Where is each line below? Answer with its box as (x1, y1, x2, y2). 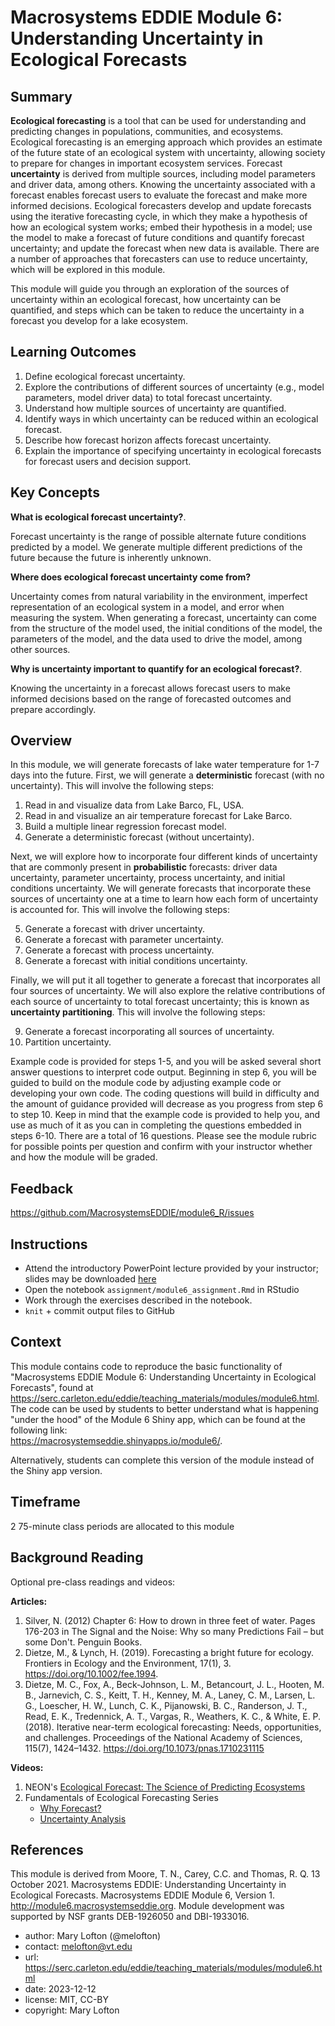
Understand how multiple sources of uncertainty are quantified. (24, 402, 287, 414)
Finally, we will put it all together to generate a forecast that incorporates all (10, 974, 321, 986)
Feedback (10, 1180, 74, 1197)
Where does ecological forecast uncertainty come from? (10, 571, 252, 583)
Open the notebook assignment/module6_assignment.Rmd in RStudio (24, 1284, 300, 1296)
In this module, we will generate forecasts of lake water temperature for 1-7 (10, 759, 320, 771)
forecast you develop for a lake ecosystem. (10, 315, 188, 326)
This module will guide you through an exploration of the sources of (10, 283, 290, 295)
